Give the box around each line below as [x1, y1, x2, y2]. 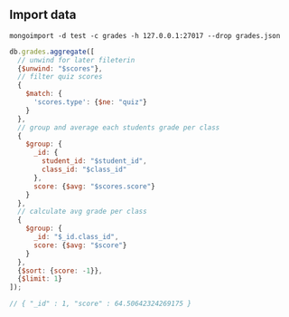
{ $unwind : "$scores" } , [17, 63, 103, 73]
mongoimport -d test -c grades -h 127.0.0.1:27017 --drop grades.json [9, 31, 281, 40]
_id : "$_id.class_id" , [33, 233, 119, 242]
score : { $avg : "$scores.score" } [33, 181, 155, 191]
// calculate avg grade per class [17, 207, 147, 216]
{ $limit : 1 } [17, 274, 63, 283]
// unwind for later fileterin [17, 55, 135, 64]
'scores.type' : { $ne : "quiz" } [33, 98, 147, 107]
